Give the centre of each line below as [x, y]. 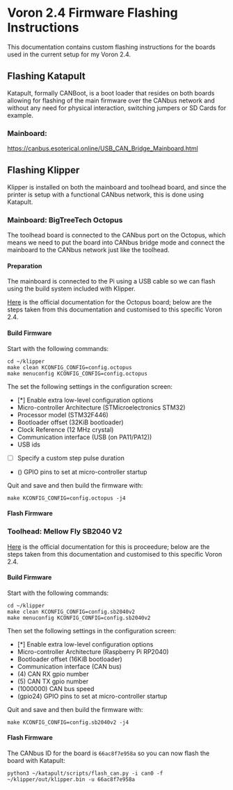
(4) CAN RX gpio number [53, 674]
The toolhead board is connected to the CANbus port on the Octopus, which [116, 235]
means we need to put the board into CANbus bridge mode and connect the [116, 242]
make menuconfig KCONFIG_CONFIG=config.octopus [78, 373]
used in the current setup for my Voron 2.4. [69, 54]
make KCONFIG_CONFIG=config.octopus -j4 [67, 498]
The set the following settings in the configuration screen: [90, 386]
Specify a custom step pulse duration [71, 458]
